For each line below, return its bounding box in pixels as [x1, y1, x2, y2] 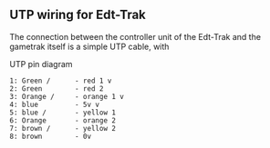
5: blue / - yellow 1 [9, 108, 117, 117]
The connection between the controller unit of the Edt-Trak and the [9, 31, 262, 42]
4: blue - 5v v [9, 100, 100, 109]
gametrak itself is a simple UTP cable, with [9, 41, 170, 52]
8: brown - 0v [9, 132, 92, 141]
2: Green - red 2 [9, 84, 104, 94]
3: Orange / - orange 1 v [9, 92, 125, 101]
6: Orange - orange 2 [9, 115, 117, 125]
